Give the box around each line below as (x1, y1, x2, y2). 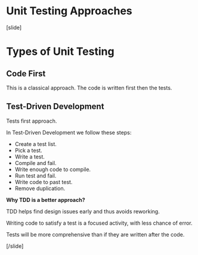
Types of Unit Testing (6, 45, 115, 58)
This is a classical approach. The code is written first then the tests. (6, 84, 172, 91)
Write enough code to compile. (14, 166, 91, 173)
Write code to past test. (14, 178, 73, 185)
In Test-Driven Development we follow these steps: (6, 129, 132, 136)
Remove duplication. (14, 185, 66, 192)
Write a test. (14, 153, 45, 160)
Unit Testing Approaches (6, 4, 132, 18)
